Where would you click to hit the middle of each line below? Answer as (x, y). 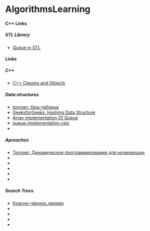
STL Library (17, 35)
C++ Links (16, 23)
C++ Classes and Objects (39, 83)
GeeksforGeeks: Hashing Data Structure (54, 112)
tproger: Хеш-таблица (35, 107)
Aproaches (17, 140)
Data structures (22, 94)
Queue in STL (26, 47)
